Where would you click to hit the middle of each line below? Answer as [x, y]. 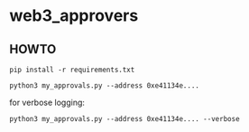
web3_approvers [74, 16]
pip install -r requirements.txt [72, 70]
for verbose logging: [47, 102]
